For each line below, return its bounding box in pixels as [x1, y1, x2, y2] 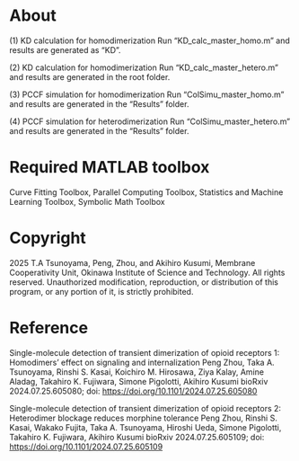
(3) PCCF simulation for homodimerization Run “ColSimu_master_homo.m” [9, 89, 285, 100]
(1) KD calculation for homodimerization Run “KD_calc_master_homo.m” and [9, 35, 290, 46]
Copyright [9, 228, 87, 248]
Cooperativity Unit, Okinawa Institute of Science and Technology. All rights [9, 267, 286, 278]
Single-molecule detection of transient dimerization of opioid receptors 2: [9, 403, 281, 413]
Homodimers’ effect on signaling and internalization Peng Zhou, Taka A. [9, 357, 276, 368]
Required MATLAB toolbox [9, 157, 210, 178]
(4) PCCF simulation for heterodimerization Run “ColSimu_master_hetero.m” [9, 116, 291, 127]
